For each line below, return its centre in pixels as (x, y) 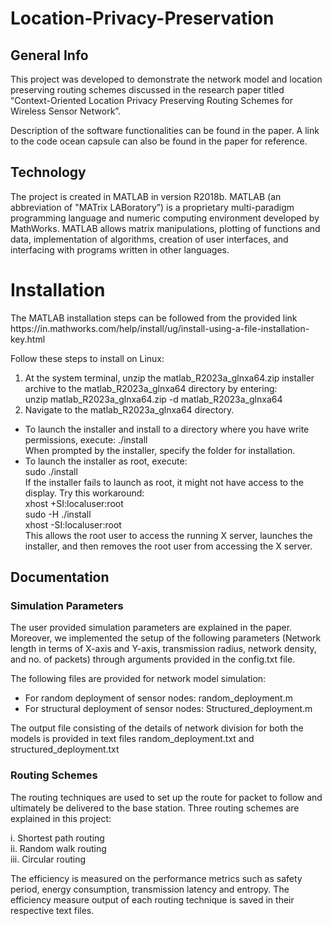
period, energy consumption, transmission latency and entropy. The (150, 889)
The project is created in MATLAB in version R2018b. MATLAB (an (146, 196)
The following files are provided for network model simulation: (138, 679)
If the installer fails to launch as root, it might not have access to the (164, 482)
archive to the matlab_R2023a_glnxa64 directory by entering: (151, 388)
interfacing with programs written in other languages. (120, 249)
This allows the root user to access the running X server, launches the (168, 535)
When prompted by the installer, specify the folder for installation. (160, 450)
